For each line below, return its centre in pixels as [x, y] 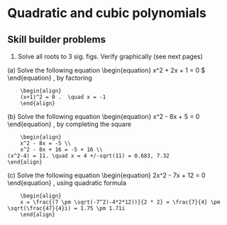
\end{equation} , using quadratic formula [67, 183]
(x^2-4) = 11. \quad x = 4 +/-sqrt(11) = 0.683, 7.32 [89, 156]
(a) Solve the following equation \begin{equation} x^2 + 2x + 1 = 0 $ [106, 70]
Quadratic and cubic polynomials [107, 13]
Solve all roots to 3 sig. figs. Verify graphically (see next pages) [110, 56]
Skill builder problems [57, 40]
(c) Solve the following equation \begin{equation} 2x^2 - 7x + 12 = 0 [106, 175]
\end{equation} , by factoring [50, 78]
